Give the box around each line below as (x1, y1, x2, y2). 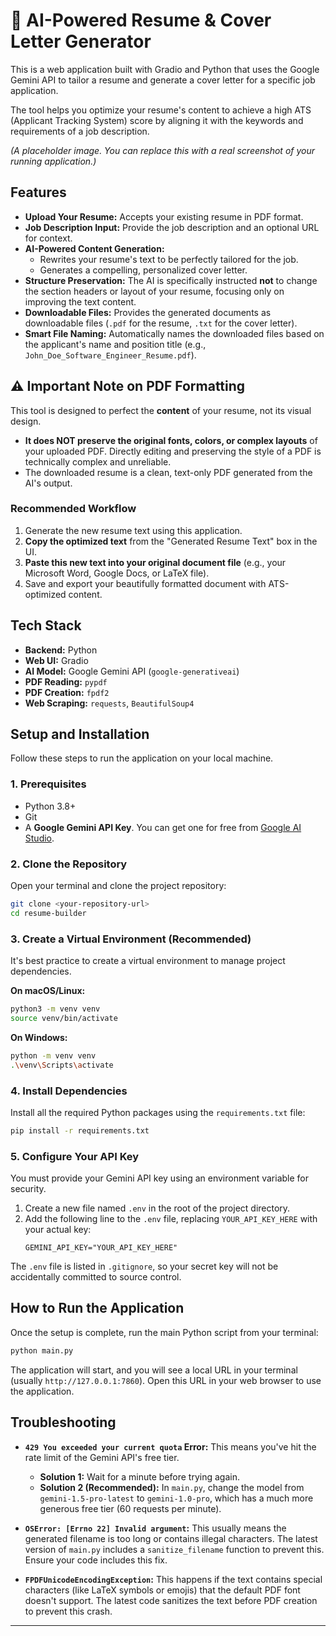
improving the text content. (24, 295, 137, 308)
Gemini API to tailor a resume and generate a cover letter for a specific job (10, 74, 316, 86)
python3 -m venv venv (10, 1004, 101, 1014)
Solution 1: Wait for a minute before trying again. (39, 1470, 240, 1483)
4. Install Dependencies (10, 1084, 128, 1098)
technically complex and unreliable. (24, 455, 172, 468)
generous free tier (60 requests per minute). (39, 1502, 222, 1514)
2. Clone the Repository (10, 857, 128, 871)
